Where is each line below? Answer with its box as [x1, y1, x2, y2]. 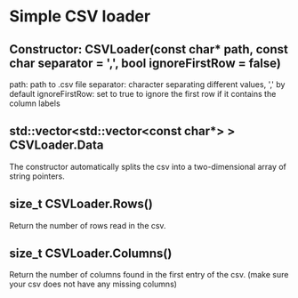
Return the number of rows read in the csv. [9, 220, 166, 230]
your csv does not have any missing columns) [9, 278, 178, 290]
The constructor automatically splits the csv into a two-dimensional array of [9, 161, 287, 172]
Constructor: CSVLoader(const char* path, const [9, 42, 289, 57]
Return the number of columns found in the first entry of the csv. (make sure [9, 270, 289, 280]
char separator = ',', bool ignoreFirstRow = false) [9, 55, 282, 70]
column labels [9, 98, 60, 109]
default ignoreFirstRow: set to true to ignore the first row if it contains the [9, 89, 277, 99]
